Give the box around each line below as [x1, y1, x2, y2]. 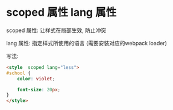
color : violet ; [17, 76, 55, 82]
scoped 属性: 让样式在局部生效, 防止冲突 [6, 27, 107, 34]
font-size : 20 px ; [17, 86, 61, 92]
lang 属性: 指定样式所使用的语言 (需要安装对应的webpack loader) [6, 39, 168, 47]
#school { [6, 70, 31, 76]
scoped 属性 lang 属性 [6, 5, 117, 19]
